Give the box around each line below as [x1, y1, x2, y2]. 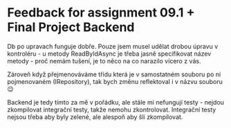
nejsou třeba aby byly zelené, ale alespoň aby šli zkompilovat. [7, 112, 183, 121]
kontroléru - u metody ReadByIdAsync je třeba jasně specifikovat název [7, 50, 212, 58]
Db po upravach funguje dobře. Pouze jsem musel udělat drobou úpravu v [7, 42, 219, 50]
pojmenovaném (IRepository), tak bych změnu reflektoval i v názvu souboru [7, 77, 223, 85]
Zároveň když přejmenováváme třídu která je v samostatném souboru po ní [7, 70, 221, 78]
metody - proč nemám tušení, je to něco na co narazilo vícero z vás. [7, 56, 201, 65]
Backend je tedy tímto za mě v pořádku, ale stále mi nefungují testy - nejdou [7, 98, 225, 106]
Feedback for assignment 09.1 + [7, 5, 195, 21]
